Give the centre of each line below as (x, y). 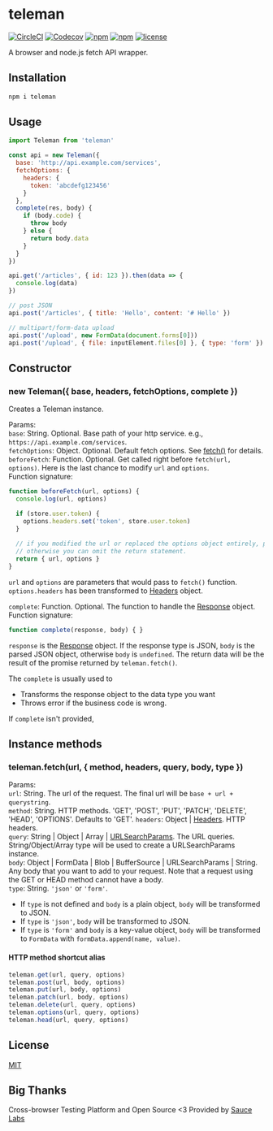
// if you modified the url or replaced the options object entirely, (138, 544)
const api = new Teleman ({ (54, 155)
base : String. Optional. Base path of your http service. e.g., (106, 433)
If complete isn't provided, (52, 718)
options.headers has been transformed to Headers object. (106, 591)
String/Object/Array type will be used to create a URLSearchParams (122, 845)
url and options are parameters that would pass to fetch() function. (123, 582)
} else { (38, 231)
